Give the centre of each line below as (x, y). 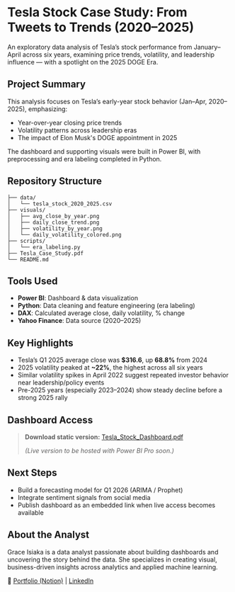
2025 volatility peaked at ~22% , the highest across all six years (110, 368)
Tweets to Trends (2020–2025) (101, 27)
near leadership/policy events (61, 382)
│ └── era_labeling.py (44, 247)
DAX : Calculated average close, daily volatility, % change (101, 313)
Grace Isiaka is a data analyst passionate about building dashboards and (113, 552)
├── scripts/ (27, 241)
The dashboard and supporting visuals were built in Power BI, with (104, 151)
